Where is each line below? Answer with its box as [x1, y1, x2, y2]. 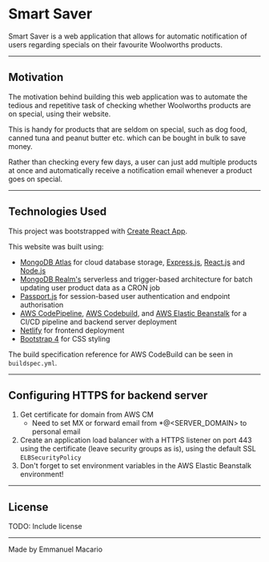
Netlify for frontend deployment [19, 325, 125, 335]
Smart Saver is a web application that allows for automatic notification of [8, 31, 248, 41]
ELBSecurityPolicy [19, 454, 82, 462]
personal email [31, 427, 81, 437]
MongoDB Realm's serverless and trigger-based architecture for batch [19, 274, 253, 284]
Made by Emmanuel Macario [8, 544, 102, 554]
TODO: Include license [8, 522, 82, 532]
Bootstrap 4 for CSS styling [19, 334, 110, 343]
